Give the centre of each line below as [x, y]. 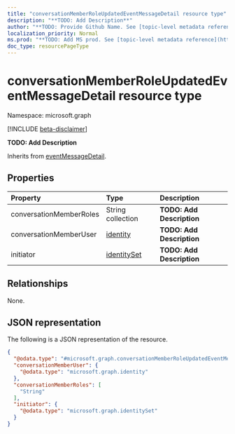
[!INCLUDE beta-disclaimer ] [47, 129]
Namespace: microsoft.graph [49, 115]
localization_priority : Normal [53, 33]
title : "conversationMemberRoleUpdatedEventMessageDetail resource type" [117, 14]
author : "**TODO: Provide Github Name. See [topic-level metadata [106, 27]
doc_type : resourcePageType [48, 46]
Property [26, 198]
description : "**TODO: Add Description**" [70, 20]
